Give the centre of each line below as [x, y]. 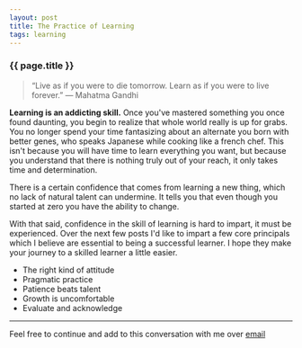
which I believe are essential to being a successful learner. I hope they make [151, 243]
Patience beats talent [62, 289]
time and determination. [53, 170]
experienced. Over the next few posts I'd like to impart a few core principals [150, 233]
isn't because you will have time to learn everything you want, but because [148, 150]
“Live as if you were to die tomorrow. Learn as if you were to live [150, 85]
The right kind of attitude [68, 270]
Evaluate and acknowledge [72, 308]
